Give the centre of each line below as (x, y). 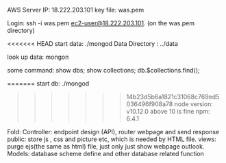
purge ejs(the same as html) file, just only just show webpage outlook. (106, 146)
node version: (194, 104)
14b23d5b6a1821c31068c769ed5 (173, 97)
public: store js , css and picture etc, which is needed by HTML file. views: (112, 139)
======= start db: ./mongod (48, 84)
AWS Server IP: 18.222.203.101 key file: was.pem (76, 10)
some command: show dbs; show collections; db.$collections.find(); (103, 70)
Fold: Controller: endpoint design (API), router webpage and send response (113, 132)
